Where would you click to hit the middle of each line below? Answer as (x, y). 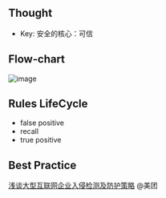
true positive (40, 140)
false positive (42, 123)
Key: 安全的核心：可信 (57, 33)
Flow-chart (37, 59)
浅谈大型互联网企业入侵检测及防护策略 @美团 (83, 186)
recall (29, 131)
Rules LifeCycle (48, 104)
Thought (30, 13)
